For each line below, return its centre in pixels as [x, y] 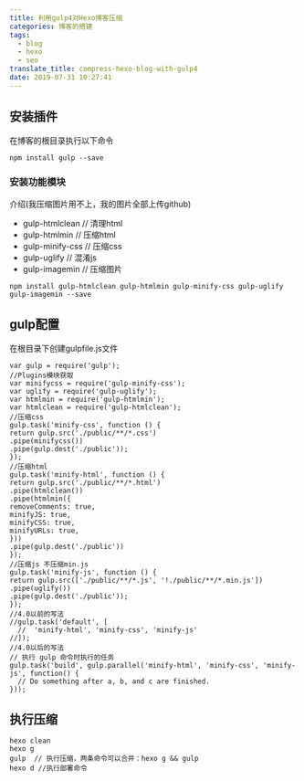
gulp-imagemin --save [51, 294]
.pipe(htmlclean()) [47, 491]
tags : [20, 35]
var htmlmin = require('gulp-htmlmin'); [88, 399]
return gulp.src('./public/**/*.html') [85, 482]
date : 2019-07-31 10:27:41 [61, 78]
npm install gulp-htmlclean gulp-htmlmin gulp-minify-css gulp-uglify [147, 286]
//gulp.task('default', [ [58, 622]
